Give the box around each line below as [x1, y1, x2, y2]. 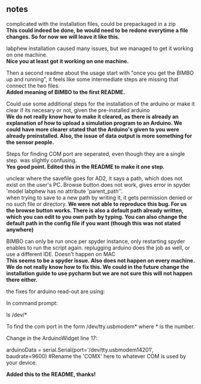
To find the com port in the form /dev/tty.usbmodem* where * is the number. [6, 323, 195, 330]
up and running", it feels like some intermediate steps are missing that [6, 75, 179, 83]
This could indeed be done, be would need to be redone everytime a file [6, 27, 188, 34]
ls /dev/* [6, 311, 28, 318]
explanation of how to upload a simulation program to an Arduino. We [6, 119, 182, 127]
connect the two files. [6, 82, 60, 89]
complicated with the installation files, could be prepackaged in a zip [6, 20, 176, 27]
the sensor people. [6, 138, 55, 146]
